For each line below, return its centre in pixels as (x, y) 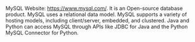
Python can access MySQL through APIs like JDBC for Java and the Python (97, 26)
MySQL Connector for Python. (42, 33)
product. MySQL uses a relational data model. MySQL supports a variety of (96, 14)
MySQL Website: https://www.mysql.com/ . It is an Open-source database (94, 8)
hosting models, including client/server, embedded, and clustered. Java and (97, 20)
